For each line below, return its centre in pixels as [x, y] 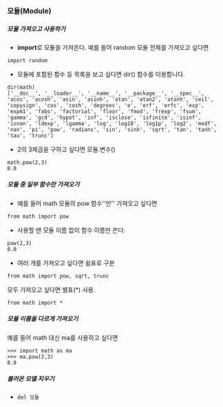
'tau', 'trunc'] [30, 135]
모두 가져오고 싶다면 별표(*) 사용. [51, 290]
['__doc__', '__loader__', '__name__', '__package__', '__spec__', [106, 93]
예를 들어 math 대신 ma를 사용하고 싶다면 [63, 337]
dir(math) [21, 87]
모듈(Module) [29, 10]
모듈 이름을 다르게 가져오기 [43, 319]
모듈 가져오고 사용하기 [36, 28]
